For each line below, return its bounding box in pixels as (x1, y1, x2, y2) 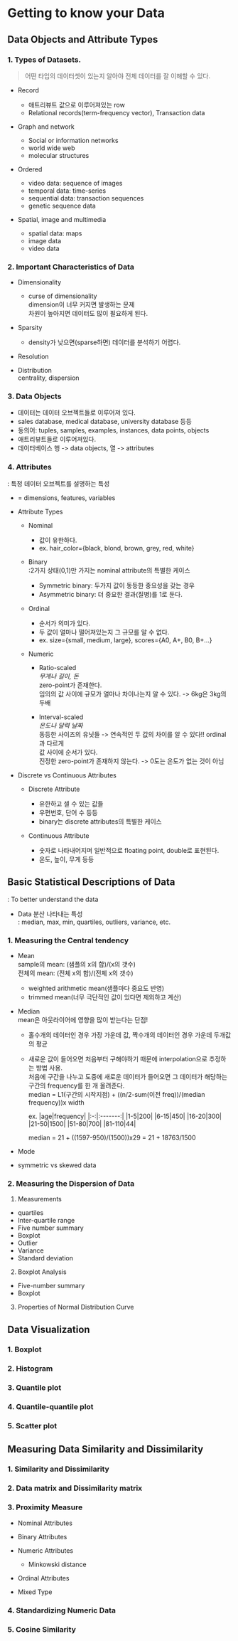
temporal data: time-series (28, 186, 107, 195)
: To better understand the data (7, 895, 99, 903)
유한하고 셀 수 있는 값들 (38, 799, 104, 808)
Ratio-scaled (38, 663, 77, 671)
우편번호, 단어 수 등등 (38, 808, 98, 817)
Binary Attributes (17, 1532, 67, 1541)
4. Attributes (7, 462, 52, 472)
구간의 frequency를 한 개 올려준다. (28, 1081, 125, 1090)
